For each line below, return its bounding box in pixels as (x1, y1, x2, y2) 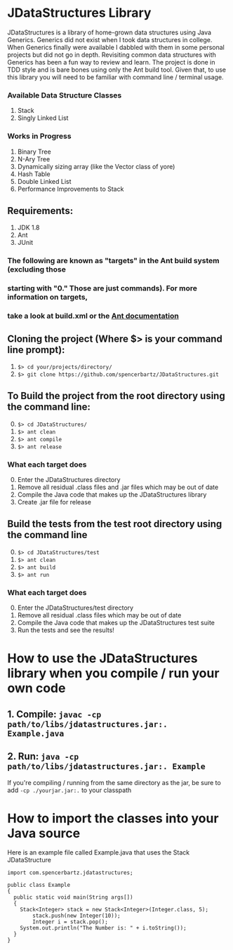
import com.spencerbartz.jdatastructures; (7, 869, 133, 876)
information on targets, (7, 293, 88, 302)
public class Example (7, 882, 71, 889)
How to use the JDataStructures (7, 650, 198, 667)
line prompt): (7, 344, 65, 356)
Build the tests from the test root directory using (7, 518, 222, 530)
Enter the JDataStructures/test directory (17, 603, 134, 612)
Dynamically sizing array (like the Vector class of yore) (17, 162, 175, 170)
